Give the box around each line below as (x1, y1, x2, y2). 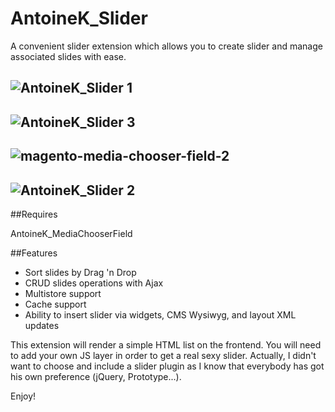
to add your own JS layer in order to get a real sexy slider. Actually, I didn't (10, 349, 317, 361)
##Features (10, 247, 58, 259)
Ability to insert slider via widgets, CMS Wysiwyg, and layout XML (24, 308, 297, 321)
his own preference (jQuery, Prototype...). (10, 370, 182, 382)
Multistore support (24, 287, 102, 299)
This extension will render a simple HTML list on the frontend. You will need (10, 338, 322, 351)
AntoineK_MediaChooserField (10, 227, 133, 239)
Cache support (24, 298, 87, 310)
